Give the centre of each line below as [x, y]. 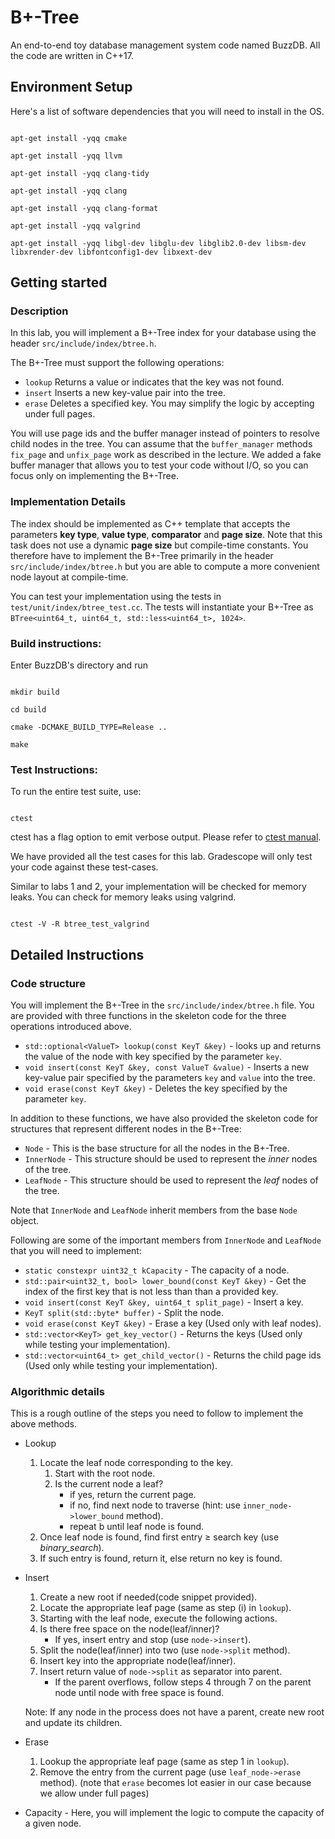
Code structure [48, 983]
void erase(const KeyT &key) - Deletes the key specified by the [156, 1088]
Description [39, 311]
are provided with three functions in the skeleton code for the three [148, 1016]
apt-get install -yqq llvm [66, 156]
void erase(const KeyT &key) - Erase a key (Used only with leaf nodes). [173, 1323]
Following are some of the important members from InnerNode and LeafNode [166, 1240]
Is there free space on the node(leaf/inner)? [129, 1629]
